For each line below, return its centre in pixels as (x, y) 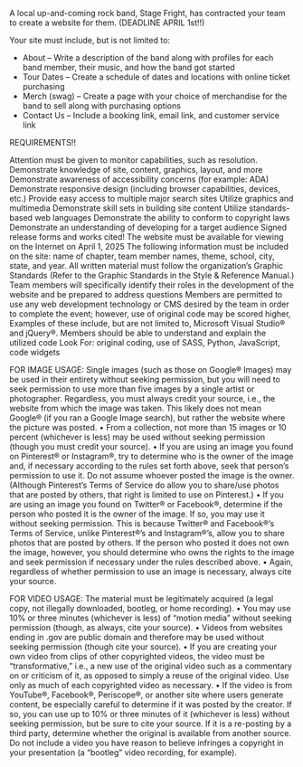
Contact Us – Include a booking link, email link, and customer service (151, 115)
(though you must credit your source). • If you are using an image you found (151, 446)
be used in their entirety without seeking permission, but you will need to (145, 379)
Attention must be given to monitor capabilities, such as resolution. (133, 160)
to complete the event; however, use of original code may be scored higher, (150, 314)
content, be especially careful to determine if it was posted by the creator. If (151, 704)
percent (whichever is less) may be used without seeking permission (137, 437)
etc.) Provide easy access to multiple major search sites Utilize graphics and (151, 199)
